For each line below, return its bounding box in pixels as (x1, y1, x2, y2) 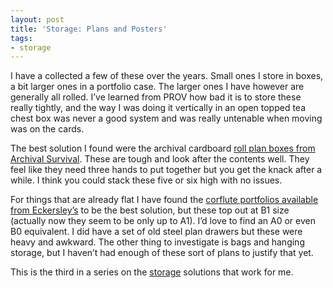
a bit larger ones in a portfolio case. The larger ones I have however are (10, 81, 305, 93)
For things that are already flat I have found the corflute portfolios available (10, 194, 319, 206)
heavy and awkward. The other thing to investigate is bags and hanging (10, 236, 305, 248)
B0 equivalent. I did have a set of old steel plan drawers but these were (10, 226, 303, 238)
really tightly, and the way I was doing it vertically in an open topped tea (10, 102, 307, 114)
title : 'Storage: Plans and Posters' (10, 24, 168, 34)
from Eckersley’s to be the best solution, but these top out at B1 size (10, 204, 290, 216)
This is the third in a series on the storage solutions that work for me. (10, 266, 294, 278)
